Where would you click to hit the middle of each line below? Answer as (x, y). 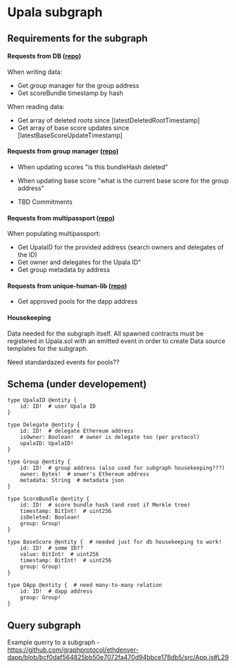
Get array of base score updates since (73, 128)
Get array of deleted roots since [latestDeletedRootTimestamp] (108, 120)
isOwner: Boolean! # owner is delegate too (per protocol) (110, 438)
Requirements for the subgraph (77, 38)
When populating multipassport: (54, 234)
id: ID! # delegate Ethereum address (77, 431)
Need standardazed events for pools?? (63, 362)
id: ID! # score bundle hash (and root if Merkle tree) (105, 505)
